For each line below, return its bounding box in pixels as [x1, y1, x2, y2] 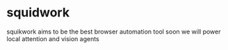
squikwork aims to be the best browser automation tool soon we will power [6, 27, 221, 36]
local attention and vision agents [6, 34, 100, 42]
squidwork [6, 5, 70, 21]
